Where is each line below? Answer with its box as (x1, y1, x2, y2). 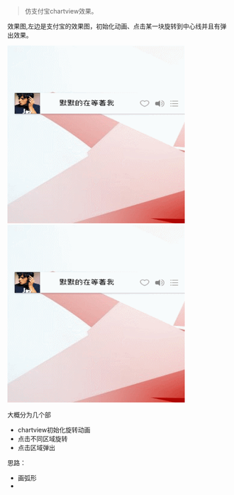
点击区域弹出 (17, 444, 55, 452)
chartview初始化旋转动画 (17, 426, 91, 434)
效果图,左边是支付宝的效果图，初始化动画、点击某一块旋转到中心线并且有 (7, 22, 221, 31)
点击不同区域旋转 (17, 435, 68, 443)
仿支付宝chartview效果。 (24, 7, 98, 15)
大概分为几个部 (7, 410, 51, 419)
